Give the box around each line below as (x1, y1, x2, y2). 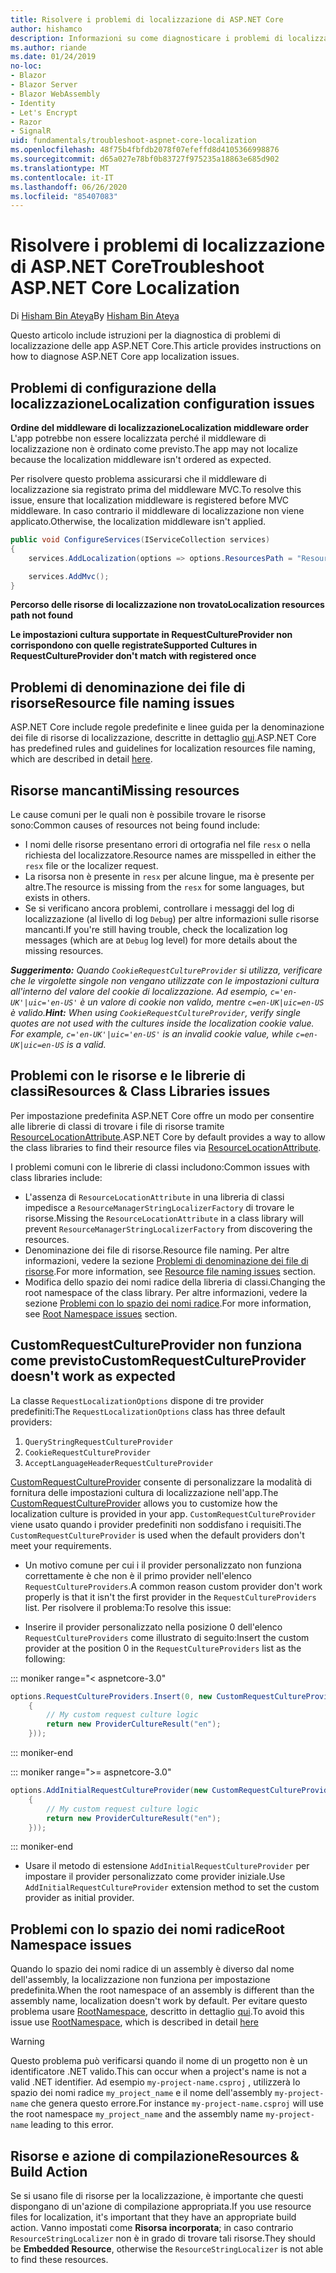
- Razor (10, 117, 43, 127)
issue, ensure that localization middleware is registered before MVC (10, 494, 290, 506)
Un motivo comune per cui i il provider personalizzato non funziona (24, 1559, 302, 1571)
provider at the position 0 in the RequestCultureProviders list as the (24, 1642, 302, 1654)
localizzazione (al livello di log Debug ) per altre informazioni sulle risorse (24, 913, 320, 925)
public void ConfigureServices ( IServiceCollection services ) (10, 535, 271, 545)
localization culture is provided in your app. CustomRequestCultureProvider (10, 1507, 317, 1520)
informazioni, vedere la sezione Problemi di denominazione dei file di (24, 1254, 309, 1266)
